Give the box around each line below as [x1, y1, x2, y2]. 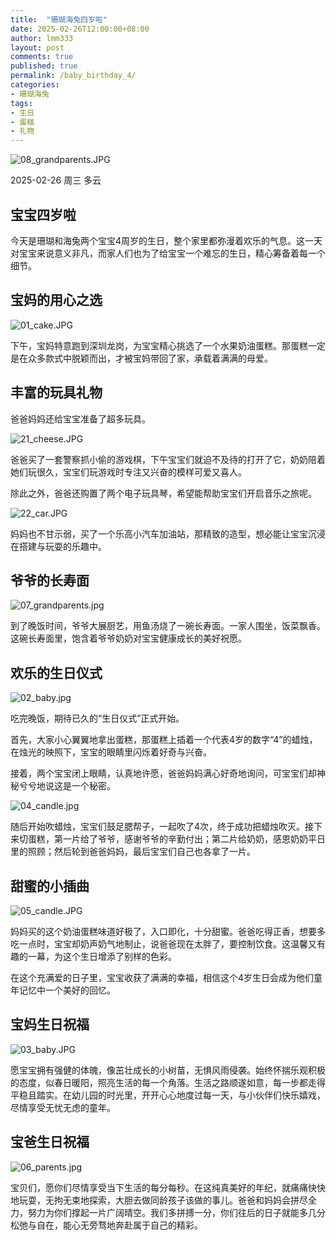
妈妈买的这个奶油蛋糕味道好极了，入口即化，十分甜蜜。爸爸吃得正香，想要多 [10, 926, 326, 937]
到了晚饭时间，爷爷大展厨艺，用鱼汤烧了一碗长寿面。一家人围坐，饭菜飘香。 [10, 620, 326, 632]
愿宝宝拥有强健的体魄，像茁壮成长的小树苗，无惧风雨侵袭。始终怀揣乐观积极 [10, 1064, 326, 1076]
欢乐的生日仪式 [10, 664, 103, 681]
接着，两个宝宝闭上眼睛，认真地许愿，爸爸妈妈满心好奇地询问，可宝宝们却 [10, 767, 317, 780]
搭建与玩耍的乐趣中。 [18, 540, 107, 552]
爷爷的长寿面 [10, 572, 90, 589]
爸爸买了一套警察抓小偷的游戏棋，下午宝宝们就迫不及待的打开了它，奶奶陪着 [10, 453, 326, 465]
